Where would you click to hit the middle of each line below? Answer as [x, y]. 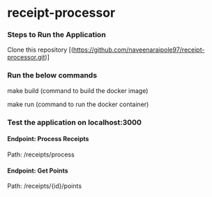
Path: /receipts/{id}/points [45, 186]
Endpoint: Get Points [38, 170]
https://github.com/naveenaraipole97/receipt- [139, 50]
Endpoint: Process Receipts [48, 139]
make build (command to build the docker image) [78, 90]
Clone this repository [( [40, 50]
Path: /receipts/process [41, 154]
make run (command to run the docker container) [78, 104]
